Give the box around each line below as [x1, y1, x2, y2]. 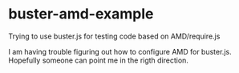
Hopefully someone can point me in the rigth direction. [8, 55, 188, 65]
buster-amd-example [8, 5, 154, 23]
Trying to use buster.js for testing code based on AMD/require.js [8, 31, 221, 41]
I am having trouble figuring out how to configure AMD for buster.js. [8, 47, 232, 56]
